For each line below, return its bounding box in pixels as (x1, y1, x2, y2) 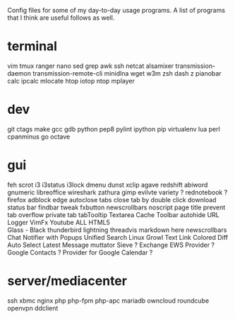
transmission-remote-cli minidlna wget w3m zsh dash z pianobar (32, 69, 222, 77)
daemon (7, 69, 32, 77)
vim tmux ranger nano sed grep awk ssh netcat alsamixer (7, 62, 174, 70)
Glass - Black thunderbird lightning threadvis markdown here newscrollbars (7, 226, 227, 234)
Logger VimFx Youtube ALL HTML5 (7, 218, 111, 226)
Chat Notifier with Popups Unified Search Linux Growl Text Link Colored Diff (7, 233, 228, 241)
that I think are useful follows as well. (7, 13, 115, 22)
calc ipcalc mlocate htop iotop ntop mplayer (7, 76, 135, 85)
